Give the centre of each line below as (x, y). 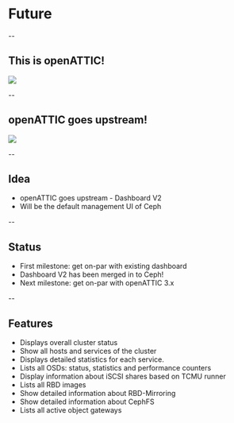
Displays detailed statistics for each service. (92, 359)
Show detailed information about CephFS (87, 402)
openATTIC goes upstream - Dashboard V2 (91, 198)
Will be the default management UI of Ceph (90, 207)
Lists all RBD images (53, 385)
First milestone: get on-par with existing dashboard (103, 266)
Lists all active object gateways (71, 410)
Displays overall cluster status (69, 342)
